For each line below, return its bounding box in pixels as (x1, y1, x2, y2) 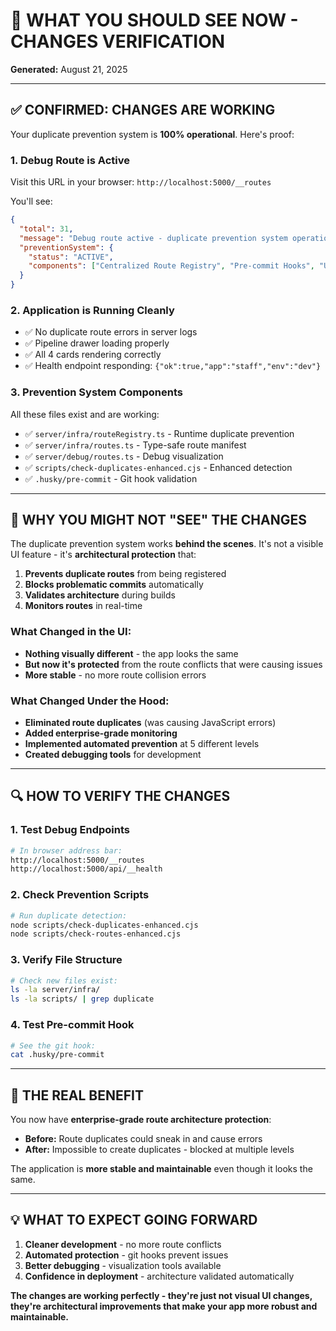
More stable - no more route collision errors (24, 669, 207, 681)
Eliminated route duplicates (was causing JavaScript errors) (24, 717, 277, 729)
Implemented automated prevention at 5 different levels (24, 738, 260, 750)
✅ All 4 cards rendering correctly (24, 349, 162, 361)
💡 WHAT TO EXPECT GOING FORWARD (10, 1212, 258, 1229)
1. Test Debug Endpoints (10, 823, 130, 837)
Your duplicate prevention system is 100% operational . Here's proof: (10, 128, 295, 140)
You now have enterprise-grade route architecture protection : (10, 1114, 272, 1126)
